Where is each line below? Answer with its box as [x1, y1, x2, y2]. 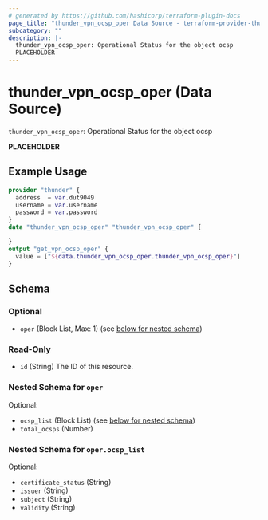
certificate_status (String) [19, 478, 112, 487]
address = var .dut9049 [15, 193, 94, 202]
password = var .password [15, 208, 98, 216]
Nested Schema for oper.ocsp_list [8, 443, 145, 455]
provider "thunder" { [8, 186, 81, 194]
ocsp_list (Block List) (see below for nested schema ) [19, 416, 195, 425]
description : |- [8, 33, 62, 42]
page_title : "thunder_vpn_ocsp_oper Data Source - [8, 19, 180, 27]
